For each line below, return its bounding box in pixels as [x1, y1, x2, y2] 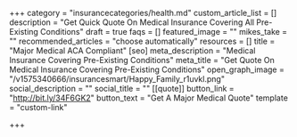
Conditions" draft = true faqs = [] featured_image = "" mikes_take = [39, 27, 288, 36]
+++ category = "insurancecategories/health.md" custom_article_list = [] [9, 8, 277, 18]
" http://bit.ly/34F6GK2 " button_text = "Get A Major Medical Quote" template [9, 93, 288, 103]
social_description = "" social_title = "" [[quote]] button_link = [9, 84, 235, 93]
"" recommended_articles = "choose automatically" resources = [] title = [9, 36, 276, 46]
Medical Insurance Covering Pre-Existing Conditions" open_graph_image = [9, 64, 285, 75]
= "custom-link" [9, 102, 68, 112]
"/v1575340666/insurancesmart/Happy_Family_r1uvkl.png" [9, 74, 226, 84]
